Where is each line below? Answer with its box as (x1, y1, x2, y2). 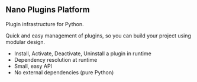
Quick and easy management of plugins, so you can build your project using (5, 32, 192, 39)
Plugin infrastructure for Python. (5, 20, 84, 27)
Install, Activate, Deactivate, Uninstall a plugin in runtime (14, 50, 151, 57)
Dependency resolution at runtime (14, 56, 98, 63)
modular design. (5, 38, 46, 45)
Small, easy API (14, 62, 53, 70)
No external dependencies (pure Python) (14, 68, 114, 76)
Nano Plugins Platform (5, 5, 90, 15)
